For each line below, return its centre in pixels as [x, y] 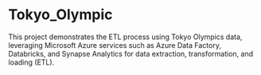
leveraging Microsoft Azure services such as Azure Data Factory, [115, 45]
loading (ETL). [31, 62]
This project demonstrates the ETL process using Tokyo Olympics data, [125, 37]
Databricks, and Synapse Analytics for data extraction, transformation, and [130, 53]
